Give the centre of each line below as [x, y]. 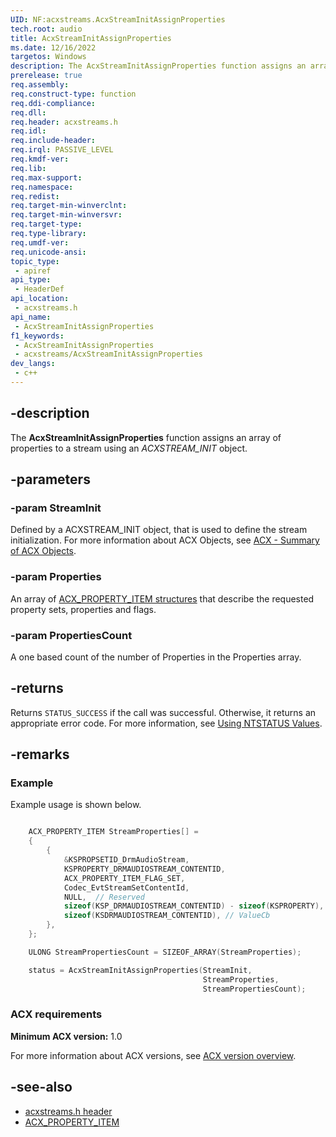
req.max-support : [46, 177]
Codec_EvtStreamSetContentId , [126, 887]
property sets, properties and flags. [83, 609]
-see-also [41, 1087]
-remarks [40, 754]
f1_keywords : [37, 336]
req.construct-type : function [73, 94]
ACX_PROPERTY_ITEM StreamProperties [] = [113, 832]
